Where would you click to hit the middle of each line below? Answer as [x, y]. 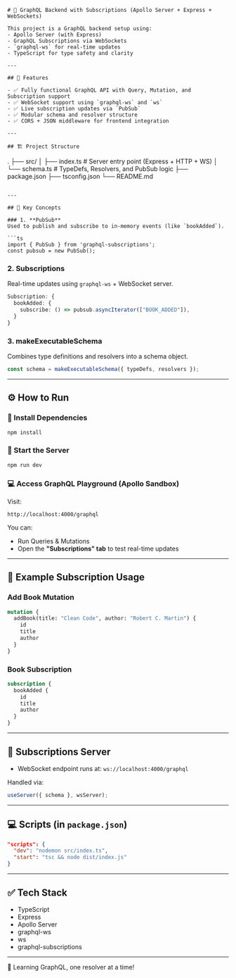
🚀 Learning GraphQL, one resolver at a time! [71, 967]
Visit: [15, 501]
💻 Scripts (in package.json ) [67, 825]
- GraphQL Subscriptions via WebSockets [67, 41]
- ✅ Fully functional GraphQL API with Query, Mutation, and [99, 90]
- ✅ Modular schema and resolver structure [73, 115]
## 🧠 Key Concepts [34, 208]
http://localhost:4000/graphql [53, 514]
